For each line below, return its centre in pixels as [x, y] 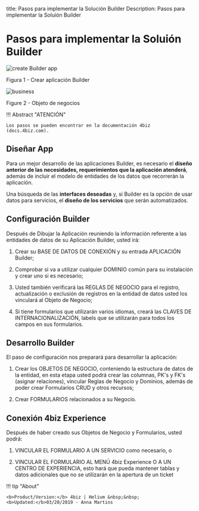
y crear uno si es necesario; [49, 275]
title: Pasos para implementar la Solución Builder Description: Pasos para [96, 9]
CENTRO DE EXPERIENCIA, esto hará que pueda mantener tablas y [97, 469]
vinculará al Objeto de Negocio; [54, 300]
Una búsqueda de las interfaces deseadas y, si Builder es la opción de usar [99, 194]
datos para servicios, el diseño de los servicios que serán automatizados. [97, 200]
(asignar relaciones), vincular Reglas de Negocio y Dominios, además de [104, 381]
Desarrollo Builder [41, 343]
